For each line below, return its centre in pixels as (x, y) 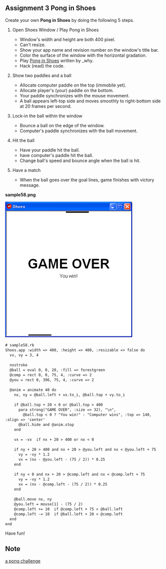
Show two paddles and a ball (42, 75)
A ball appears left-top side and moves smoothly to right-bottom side (90, 101)
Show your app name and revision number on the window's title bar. (89, 50)
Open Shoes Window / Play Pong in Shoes (55, 30)
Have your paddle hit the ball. (50, 150)
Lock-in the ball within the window (47, 116)
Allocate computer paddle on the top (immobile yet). (73, 85)
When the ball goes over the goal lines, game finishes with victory (87, 180)
